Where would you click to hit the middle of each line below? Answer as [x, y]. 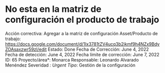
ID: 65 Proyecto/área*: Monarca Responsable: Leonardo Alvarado [72, 60]
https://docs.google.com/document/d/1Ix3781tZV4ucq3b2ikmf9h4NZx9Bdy [82, 44]
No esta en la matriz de [53, 9]
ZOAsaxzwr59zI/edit [26, 49]
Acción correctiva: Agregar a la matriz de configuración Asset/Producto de [82, 33]
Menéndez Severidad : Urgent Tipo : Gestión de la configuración [70, 65]
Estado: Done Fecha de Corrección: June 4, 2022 [98, 49]
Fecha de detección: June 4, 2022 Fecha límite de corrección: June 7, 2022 [82, 54]
